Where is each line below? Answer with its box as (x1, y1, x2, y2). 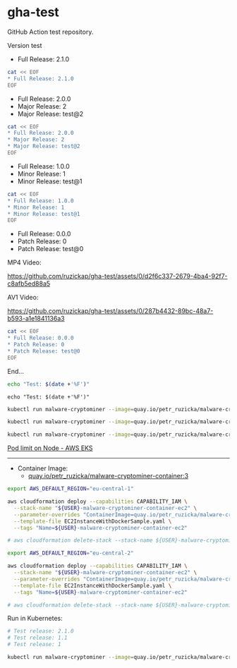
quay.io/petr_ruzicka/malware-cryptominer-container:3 (28, 472, 189, 480)
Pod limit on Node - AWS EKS (7, 444, 93, 452)
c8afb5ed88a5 (7, 279, 51, 288)
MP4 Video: (7, 258, 42, 267)
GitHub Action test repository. (7, 28, 94, 36)
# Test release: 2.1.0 (7, 628, 74, 635)
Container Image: (17, 464, 68, 473)
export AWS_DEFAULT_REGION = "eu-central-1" (7, 485, 134, 492)
